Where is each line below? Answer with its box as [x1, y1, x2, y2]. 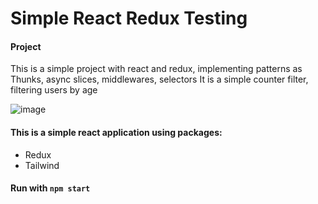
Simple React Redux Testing [10, 7, 248, 30]
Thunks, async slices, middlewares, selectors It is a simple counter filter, [10, 73, 309, 86]
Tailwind [24, 159, 60, 171]
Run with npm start [10, 182, 91, 194]
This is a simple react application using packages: [10, 126, 223, 138]
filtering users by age [10, 84, 98, 96]
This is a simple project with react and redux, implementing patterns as [10, 63, 303, 75]
